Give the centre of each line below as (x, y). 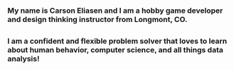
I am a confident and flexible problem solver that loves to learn (117, 41)
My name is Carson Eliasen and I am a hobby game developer (115, 11)
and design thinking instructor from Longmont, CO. (97, 19)
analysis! (23, 59)
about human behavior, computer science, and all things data (116, 50)
